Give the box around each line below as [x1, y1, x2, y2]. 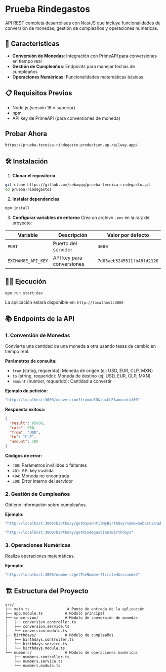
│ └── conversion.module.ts [5, 628, 68, 634]
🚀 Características [5, 40, 60, 48]
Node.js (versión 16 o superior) [12, 104, 76, 110]
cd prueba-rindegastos [5, 187, 52, 192]
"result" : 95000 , [9, 421, 45, 426]
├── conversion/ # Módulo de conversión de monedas [5, 615, 138, 620]
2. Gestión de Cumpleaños [5, 490, 70, 497]
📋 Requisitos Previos [5, 89, 73, 97]
